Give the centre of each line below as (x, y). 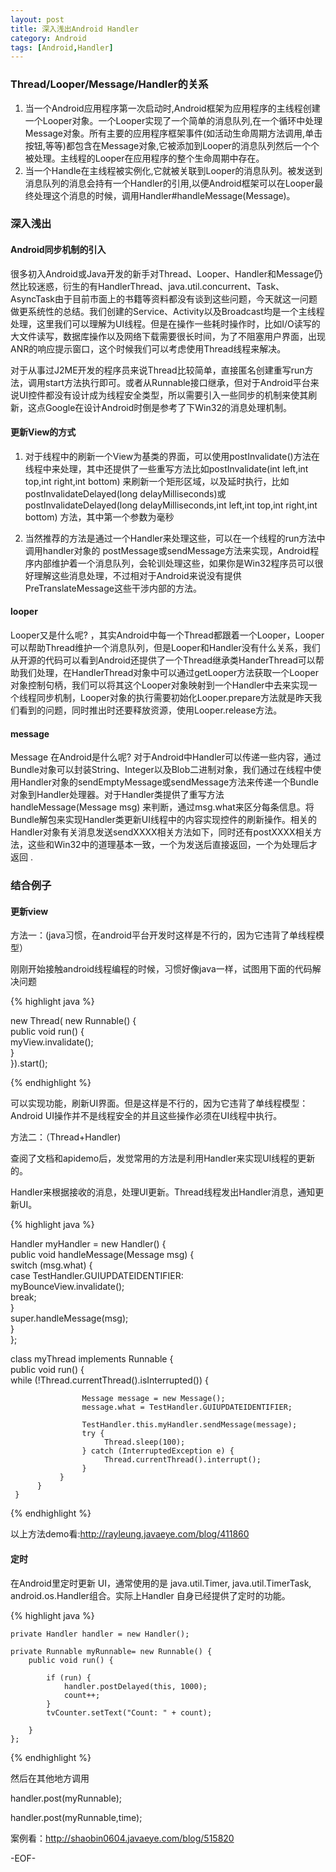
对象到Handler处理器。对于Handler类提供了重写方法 (117, 795)
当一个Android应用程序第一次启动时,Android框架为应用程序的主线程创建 (172, 108)
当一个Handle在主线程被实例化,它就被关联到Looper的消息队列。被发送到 (173, 170)
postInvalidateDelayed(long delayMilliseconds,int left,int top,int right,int (171, 505)
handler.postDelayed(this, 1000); (135, 1686)
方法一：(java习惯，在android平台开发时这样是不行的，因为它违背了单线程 (163, 935)
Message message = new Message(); (153, 1399)
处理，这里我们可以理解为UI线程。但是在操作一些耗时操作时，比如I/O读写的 (165, 323)
